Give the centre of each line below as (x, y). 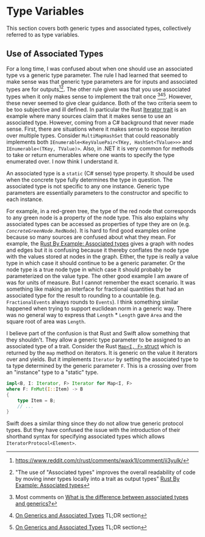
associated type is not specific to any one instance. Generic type (88, 186)
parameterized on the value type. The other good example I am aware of (98, 276)
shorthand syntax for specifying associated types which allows (85, 437)
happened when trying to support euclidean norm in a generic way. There (99, 309)
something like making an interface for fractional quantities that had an (95, 289)
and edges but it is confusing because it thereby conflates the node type (98, 250)
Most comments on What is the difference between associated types (102, 497)
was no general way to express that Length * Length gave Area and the (94, 315)
